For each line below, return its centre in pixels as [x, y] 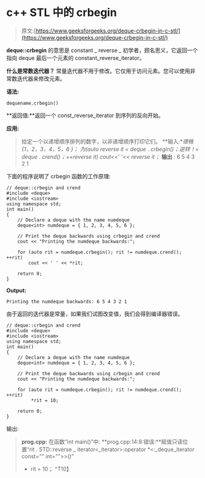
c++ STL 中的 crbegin [62, 13]
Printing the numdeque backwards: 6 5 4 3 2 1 [67, 302]
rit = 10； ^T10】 [51, 469]
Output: [16, 290]
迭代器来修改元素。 [41, 78]
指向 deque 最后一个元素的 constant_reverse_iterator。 [76, 58]
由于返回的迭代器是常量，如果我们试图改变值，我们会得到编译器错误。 [95, 314]
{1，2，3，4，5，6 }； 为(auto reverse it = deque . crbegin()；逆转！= [110, 149]
